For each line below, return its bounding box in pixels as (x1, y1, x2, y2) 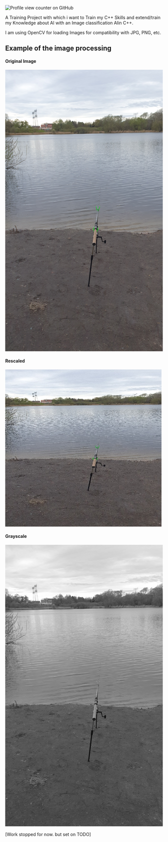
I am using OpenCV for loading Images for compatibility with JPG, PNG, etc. (5, 30, 161, 35)
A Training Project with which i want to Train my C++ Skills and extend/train (5, 15, 161, 20)
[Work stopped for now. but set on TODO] (5, 831, 91, 837)
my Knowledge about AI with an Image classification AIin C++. (5, 20, 133, 26)
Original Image (5, 58, 36, 64)
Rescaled (5, 358, 25, 364)
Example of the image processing (5, 44, 111, 53)
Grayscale (5, 533, 27, 539)
